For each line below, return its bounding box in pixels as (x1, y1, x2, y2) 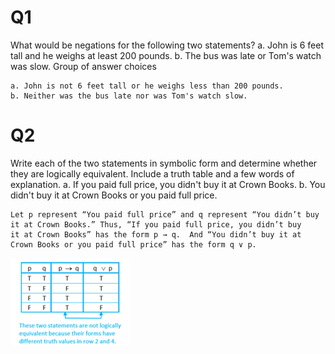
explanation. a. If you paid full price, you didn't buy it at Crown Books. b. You (10, 178, 326, 190)
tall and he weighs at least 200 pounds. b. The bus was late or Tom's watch (10, 49, 322, 61)
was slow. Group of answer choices (10, 60, 157, 72)
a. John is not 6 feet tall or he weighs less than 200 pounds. (10, 81, 284, 91)
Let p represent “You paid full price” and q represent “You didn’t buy (10, 209, 320, 220)
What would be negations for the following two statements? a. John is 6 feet (10, 39, 324, 51)
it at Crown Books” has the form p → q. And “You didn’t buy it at (10, 229, 302, 240)
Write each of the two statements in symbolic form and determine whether (10, 157, 318, 169)
